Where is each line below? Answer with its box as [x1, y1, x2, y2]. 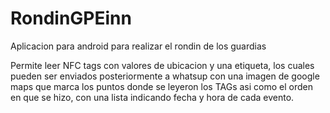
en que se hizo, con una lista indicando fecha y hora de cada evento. [10, 91, 295, 103]
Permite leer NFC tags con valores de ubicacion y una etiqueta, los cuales [10, 59, 315, 71]
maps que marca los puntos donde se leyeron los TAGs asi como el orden [10, 80, 313, 92]
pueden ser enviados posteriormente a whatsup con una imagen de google [10, 70, 320, 82]
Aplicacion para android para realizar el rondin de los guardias [10, 40, 267, 52]
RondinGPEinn [10, 7, 132, 30]
